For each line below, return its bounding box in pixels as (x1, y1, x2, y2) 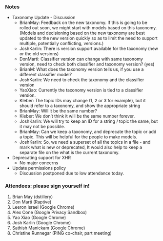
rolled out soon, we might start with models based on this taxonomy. (19, 25, 157, 31)
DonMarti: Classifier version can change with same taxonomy (19, 56, 143, 62)
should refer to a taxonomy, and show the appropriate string (19, 103, 141, 109)
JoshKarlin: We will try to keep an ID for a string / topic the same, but (19, 118, 158, 124)
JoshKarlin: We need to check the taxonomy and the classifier (19, 77, 144, 83)
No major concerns (19, 160, 59, 166)
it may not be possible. (19, 124, 65, 130)
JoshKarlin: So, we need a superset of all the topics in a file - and (19, 139, 151, 145)
